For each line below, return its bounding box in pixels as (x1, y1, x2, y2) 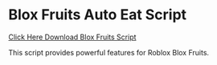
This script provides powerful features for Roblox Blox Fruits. (8, 47, 210, 57)
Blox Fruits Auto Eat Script (8, 6, 187, 24)
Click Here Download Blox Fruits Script (8, 32, 137, 42)
